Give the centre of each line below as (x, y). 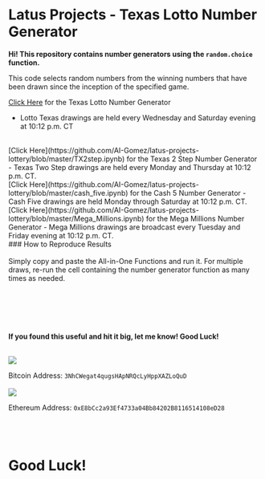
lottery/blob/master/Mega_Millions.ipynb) (76, 218)
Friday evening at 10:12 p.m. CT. (61, 235)
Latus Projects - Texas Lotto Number (133, 15)
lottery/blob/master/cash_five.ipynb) (68, 193)
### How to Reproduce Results (60, 244)
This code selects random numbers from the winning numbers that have (128, 78)
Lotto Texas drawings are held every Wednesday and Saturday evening (138, 117)
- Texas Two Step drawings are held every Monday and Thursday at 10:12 (130, 167)
